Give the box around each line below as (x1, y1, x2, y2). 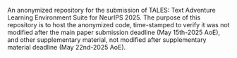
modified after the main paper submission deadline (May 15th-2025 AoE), (7, 28, 221, 36)
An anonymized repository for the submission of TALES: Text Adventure (7, 6, 217, 14)
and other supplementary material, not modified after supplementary (7, 36, 207, 44)
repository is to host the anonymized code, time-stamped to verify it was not (7, 21, 230, 29)
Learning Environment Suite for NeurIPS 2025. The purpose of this (7, 13, 201, 22)
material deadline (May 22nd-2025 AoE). (7, 43, 126, 51)
